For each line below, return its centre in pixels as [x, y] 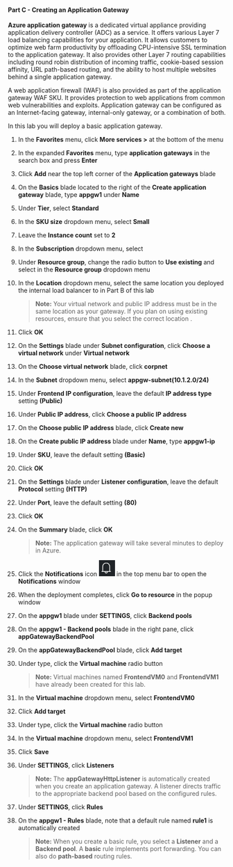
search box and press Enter [58, 161]
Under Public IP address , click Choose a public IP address [102, 415]
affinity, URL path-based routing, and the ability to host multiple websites [112, 70]
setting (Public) [40, 401]
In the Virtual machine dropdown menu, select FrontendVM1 [105, 738]
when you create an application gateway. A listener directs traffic [128, 786]
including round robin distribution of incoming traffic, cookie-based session [116, 62]
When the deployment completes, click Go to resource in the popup [115, 595]
